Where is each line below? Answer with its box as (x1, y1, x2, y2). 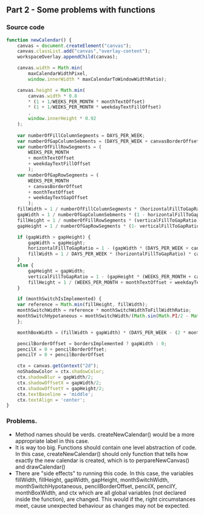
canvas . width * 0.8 (28, 93, 78, 99)
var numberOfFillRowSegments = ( (17, 144, 102, 150)
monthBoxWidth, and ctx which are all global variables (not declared (15, 489, 186, 496)
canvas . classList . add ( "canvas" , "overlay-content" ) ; (17, 48, 151, 54)
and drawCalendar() (15, 463, 66, 471)
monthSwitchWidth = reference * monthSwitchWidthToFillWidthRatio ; (17, 307, 191, 314)
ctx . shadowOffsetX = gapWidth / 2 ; (17, 380, 102, 386)
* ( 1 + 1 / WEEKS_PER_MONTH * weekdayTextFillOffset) (28, 104, 162, 110)
